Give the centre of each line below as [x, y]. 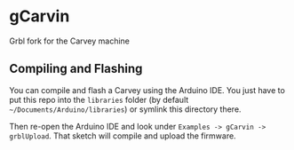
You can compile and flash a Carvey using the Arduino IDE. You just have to [147, 90]
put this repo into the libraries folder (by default [99, 99]
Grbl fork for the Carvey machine [70, 41]
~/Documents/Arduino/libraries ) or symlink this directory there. [125, 109]
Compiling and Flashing [76, 69]
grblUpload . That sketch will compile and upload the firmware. [123, 136]
